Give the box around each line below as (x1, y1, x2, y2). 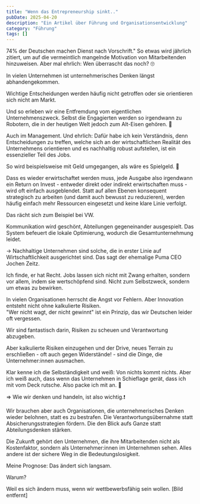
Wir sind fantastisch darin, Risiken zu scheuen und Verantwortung (6, 326, 168, 334)
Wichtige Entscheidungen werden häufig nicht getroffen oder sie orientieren (6, 90, 193, 97)
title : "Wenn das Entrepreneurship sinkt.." (6, 8, 118, 15)
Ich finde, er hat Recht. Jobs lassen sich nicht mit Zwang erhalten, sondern (6, 271, 190, 279)
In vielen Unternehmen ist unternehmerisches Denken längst (6, 72, 155, 80)
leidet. (6, 236, 22, 243)
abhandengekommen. (6, 78, 60, 85)
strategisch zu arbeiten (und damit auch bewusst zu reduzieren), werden (6, 194, 185, 201)
